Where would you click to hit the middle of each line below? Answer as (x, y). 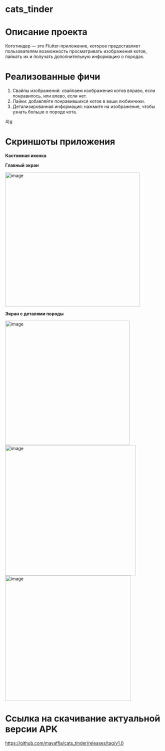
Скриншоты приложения (60, 142)
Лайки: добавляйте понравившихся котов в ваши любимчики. (78, 101)
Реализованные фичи (53, 77)
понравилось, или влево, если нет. (50, 96)
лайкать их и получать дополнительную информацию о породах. (75, 56)
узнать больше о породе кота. (45, 112)
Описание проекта (46, 32)
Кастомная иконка (26, 155)
